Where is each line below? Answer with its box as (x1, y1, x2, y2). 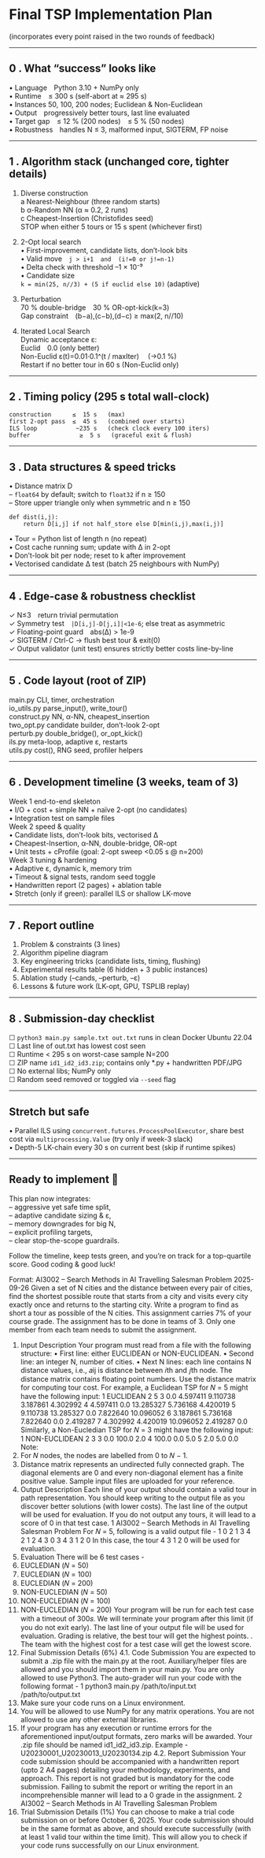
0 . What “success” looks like (9, 62, 156, 76)
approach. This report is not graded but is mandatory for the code (20, 1773, 234, 1783)
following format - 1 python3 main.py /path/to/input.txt (20, 1681, 197, 1691)
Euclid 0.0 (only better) (20, 343, 100, 353)
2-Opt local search (20, 237, 82, 246)
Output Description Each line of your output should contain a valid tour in (20, 1484, 257, 1494)
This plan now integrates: (9, 1193, 91, 1203)
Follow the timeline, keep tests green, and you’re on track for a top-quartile (9, 1251, 252, 1260)
